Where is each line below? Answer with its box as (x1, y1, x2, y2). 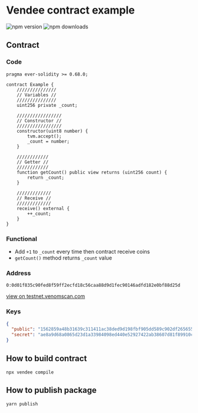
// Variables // (16, 92, 57, 98)
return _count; (27, 175, 65, 181)
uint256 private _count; (16, 102, 78, 108)
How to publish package (6, 385, 97, 395)
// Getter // (16, 159, 49, 165)
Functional (6, 234, 37, 242)
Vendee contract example (6, 4, 135, 17)
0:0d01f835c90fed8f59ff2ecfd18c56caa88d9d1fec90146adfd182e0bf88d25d (6, 283, 181, 289)
